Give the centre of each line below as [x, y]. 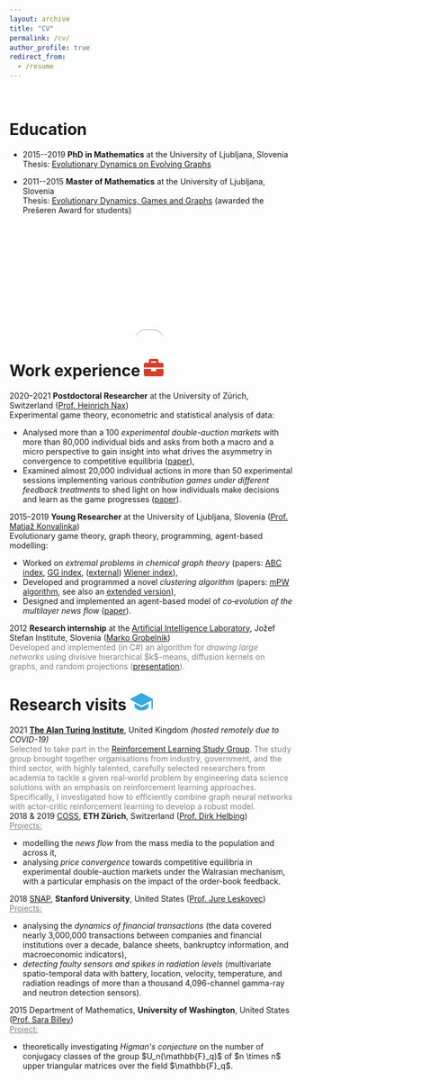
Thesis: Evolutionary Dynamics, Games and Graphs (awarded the [143, 200]
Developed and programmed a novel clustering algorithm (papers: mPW [156, 581]
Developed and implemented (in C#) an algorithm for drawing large [134, 647]
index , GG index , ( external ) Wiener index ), [100, 572]
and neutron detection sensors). [82, 992]
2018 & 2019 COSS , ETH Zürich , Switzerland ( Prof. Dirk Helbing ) [129, 815]
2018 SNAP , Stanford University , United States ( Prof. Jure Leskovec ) [138, 898]
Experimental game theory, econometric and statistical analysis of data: [142, 415]
